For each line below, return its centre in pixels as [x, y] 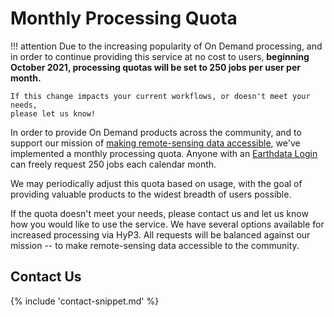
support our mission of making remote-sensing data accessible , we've [155, 143]
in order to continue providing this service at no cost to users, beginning [160, 56]
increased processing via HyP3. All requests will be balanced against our [160, 234]
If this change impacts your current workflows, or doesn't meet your [160, 96]
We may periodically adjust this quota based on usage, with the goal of [156, 183]
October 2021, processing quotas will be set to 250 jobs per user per [155, 67]
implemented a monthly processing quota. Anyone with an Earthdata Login [164, 153]
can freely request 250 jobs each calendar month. [113, 164]
